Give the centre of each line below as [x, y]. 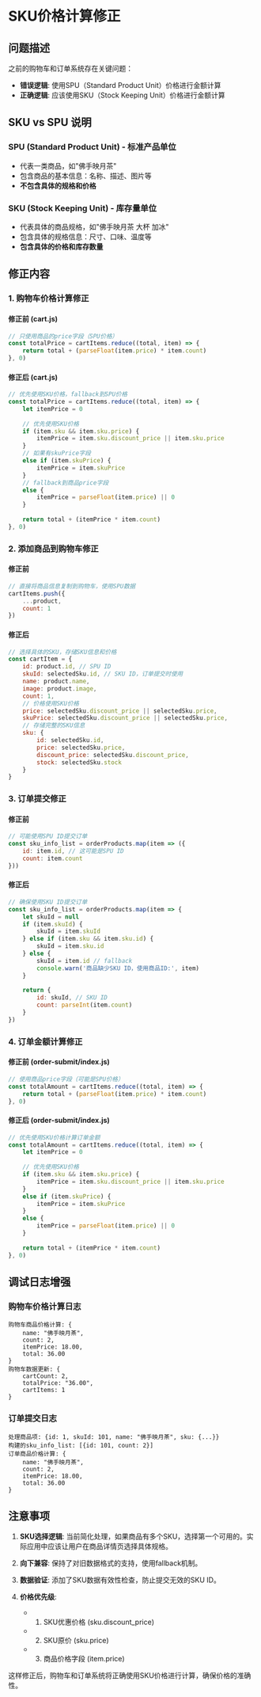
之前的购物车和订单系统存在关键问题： [70, 68]
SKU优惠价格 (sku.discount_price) [98, 1622]
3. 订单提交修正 [38, 799]
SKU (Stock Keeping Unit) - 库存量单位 [82, 208]
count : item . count [53, 859]
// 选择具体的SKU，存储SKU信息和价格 [62, 652]
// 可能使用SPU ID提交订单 [48, 836]
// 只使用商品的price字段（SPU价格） [63, 336]
